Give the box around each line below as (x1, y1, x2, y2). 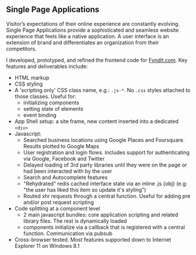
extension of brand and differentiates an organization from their (6, 39, 159, 46)
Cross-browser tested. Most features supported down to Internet (14, 236, 171, 243)
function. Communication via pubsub (23, 230, 113, 237)
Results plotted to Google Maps (23, 142, 99, 149)
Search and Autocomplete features (23, 174, 108, 181)
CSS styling (14, 80, 43, 87)
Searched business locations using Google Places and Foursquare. (23, 136, 185, 143)
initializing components (23, 99, 80, 106)
